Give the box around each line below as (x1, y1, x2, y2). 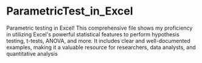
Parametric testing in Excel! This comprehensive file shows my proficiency (6, 24, 193, 31)
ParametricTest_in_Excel (6, 4, 133, 18)
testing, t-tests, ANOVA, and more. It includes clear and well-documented (6, 37, 190, 44)
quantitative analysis (6, 50, 58, 57)
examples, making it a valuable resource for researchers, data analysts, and (6, 44, 196, 51)
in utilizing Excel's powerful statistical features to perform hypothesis (6, 30, 179, 38)
